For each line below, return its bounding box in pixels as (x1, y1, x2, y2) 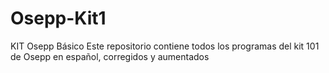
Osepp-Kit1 (10, 7, 107, 30)
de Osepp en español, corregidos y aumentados (10, 50, 210, 62)
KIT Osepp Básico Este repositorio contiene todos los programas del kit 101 (10, 40, 320, 52)
